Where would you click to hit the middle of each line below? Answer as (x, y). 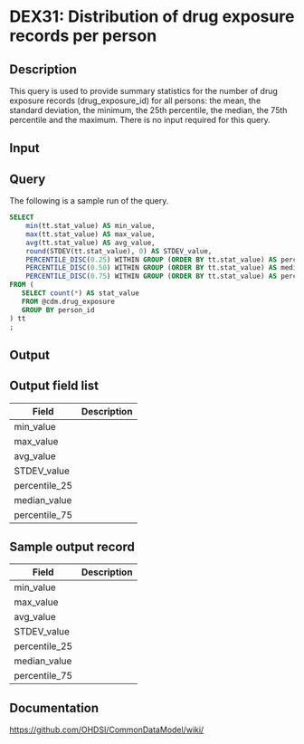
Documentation (54, 708)
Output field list (54, 386)
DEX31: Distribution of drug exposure (152, 17)
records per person (83, 36)
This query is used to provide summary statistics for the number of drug (144, 91)
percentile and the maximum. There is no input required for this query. (140, 120)
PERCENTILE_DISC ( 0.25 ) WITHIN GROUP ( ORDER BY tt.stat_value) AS (152, 260)
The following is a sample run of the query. (89, 201)
